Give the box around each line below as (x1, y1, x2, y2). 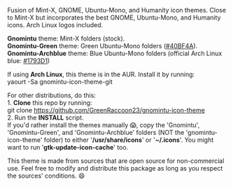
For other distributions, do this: (7, 91, 97, 99)
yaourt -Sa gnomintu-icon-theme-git (7, 78, 113, 86)
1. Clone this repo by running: (7, 99, 92, 107)
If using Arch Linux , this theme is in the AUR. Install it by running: (7, 70, 195, 78)
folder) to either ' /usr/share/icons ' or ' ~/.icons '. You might (43, 136, 214, 144)
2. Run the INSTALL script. (7, 113, 84, 122)
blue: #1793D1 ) (7, 57, 50, 65)
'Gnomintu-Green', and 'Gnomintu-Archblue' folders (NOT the (7, 129, 185, 136)
